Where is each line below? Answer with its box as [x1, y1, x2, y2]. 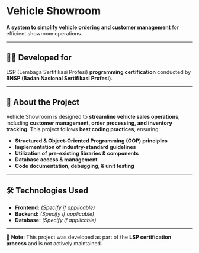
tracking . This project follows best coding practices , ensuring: [6, 125, 161, 132]
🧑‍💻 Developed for [6, 53, 72, 63]
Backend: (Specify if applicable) [14, 210, 95, 218]
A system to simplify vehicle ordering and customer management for [6, 24, 179, 31]
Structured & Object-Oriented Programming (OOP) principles [14, 137, 168, 144]
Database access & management [14, 155, 98, 163]
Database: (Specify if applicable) [14, 217, 97, 224]
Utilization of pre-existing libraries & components [14, 150, 139, 157]
